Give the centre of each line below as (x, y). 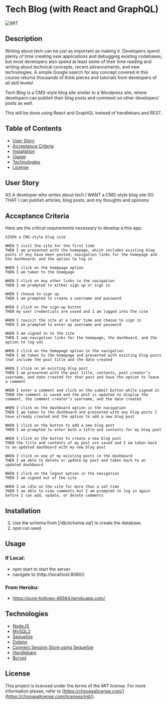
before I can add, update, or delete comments (54, 496)
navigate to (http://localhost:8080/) (48, 574)
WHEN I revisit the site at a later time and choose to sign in (73, 320)
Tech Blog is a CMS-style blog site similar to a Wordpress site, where (76, 92)
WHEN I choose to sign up (32, 294)
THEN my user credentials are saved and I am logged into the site (77, 312)
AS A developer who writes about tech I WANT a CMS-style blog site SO (80, 195)
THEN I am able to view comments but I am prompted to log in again (78, 491)
